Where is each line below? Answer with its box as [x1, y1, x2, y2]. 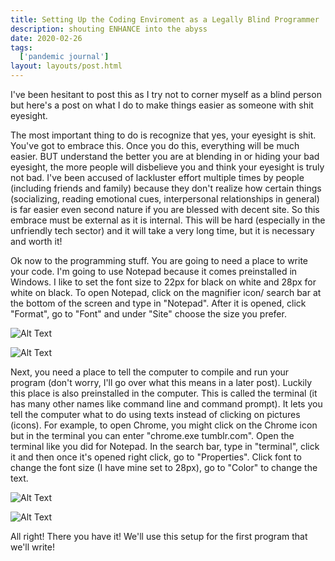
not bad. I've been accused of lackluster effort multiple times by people [10, 172, 305, 183]
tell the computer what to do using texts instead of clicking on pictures [10, 409, 301, 420]
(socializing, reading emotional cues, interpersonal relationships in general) [10, 193, 320, 205]
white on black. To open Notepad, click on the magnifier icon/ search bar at [10, 287, 322, 298]
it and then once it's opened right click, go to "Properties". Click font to [10, 451, 302, 463]
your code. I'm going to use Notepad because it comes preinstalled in [10, 266, 298, 277]
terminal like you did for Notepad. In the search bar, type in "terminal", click [10, 441, 320, 452]
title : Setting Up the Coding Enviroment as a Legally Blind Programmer [10, 14, 320, 25]
